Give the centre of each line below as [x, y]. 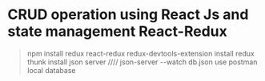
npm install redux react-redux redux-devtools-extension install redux [141, 53]
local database [51, 70]
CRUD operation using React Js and [128, 15]
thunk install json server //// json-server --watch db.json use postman [142, 62]
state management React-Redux [117, 31]
